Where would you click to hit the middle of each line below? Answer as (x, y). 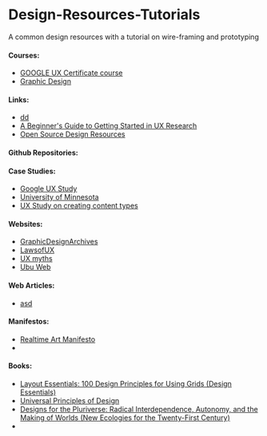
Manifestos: (29, 322)
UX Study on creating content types (79, 206)
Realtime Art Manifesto (58, 339)
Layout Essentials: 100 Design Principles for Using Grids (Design (126, 383)
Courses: (24, 55)
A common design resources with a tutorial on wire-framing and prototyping (134, 37)
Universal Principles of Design (70, 400)
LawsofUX (37, 250)
